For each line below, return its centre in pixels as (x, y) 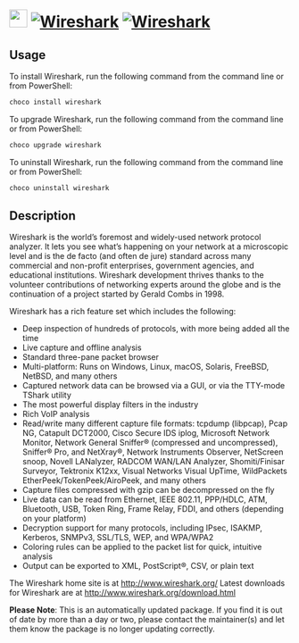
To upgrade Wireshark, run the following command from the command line (146, 119)
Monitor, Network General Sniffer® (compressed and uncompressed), (150, 443)
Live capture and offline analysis (82, 347)
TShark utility (46, 395)
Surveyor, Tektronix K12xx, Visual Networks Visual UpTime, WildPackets (154, 471)
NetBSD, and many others (70, 376)
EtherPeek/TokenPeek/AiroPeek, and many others (114, 480)
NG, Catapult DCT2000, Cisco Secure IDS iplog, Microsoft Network (146, 433)
